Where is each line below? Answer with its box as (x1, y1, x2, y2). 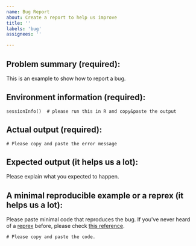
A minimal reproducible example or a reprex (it (6, 191, 184, 201)
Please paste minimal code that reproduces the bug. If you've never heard (6, 216, 191, 223)
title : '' (6, 20, 31, 26)
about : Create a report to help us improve (6, 14, 118, 20)
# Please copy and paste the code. (6, 234, 96, 240)
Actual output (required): (6, 125, 103, 135)
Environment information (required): (6, 92, 146, 102)
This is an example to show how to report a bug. (6, 75, 126, 82)
